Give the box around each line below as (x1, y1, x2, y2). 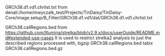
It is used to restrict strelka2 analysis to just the (54, 35, 152, 41)
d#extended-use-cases (5, 35, 54, 41)
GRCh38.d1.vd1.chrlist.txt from (5, 4, 68, 10)
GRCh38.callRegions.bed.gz (5, 46, 63, 51)
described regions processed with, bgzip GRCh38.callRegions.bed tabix (5, 40, 153, 46)
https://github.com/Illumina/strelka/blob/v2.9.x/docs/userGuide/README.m (5, 30, 161, 35)
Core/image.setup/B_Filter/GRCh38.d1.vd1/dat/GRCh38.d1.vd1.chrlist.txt (5, 15, 153, 20)
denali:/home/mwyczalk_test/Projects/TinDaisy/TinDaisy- (5, 9, 123, 15)
